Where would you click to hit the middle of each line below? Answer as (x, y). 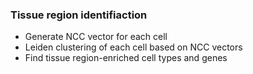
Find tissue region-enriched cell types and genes (126, 58)
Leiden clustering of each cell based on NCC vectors (133, 47)
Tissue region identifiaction (79, 15)
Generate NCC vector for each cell (96, 37)
